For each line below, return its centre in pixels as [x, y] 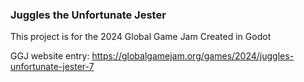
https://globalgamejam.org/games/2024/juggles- [193, 56]
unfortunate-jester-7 [52, 67]
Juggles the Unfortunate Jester [88, 15]
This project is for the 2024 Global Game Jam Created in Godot [141, 37]
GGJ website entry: [50, 56]
